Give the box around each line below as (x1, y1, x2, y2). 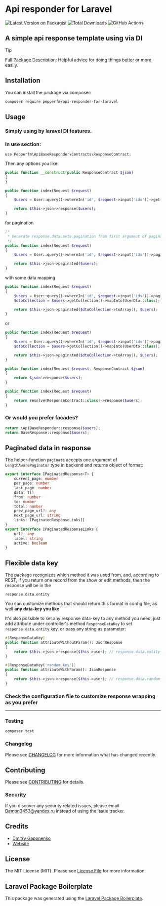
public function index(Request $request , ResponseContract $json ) (5, 366, 145, 371)
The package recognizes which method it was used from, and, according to (5, 572, 159, 578)
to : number (14, 499, 37, 504)
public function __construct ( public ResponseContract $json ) (5, 170, 134, 175)
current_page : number (14, 476, 58, 481)
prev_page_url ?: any (14, 509, 56, 513)
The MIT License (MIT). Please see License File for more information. (5, 868, 146, 874)
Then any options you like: (5, 160, 59, 166)
